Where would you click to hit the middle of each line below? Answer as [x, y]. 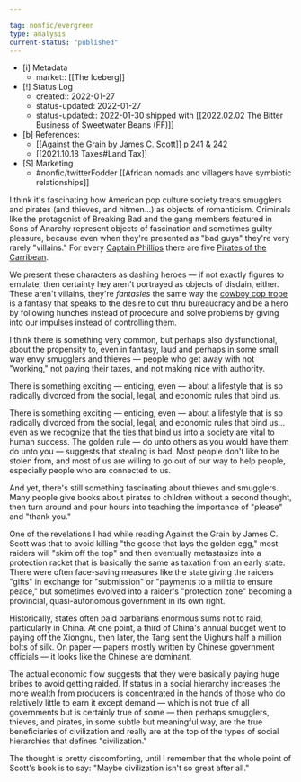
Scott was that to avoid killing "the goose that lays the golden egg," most [144, 544]
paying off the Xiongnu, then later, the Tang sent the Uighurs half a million [146, 638]
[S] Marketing [48, 164]
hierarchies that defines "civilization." [78, 741]
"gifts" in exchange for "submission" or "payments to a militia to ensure [141, 582]
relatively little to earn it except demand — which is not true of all [129, 703]
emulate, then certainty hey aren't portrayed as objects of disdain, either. [144, 284]
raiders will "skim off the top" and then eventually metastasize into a [136, 553]
